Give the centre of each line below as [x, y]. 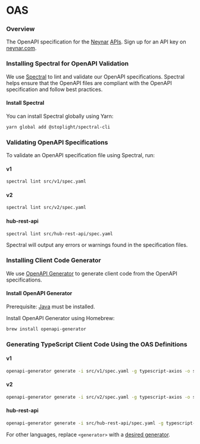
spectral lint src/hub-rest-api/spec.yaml [60, 234]
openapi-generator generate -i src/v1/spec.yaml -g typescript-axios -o [98, 371]
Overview [21, 29]
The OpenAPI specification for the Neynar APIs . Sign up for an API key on [96, 42]
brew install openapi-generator [46, 329]
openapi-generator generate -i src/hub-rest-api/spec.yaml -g [85, 423]
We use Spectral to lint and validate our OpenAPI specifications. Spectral [95, 76]
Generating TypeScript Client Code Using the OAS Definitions [97, 344]
